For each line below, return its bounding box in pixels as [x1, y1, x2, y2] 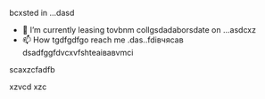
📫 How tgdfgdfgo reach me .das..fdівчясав [21, 34, 185, 45]
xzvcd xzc [9, 81, 47, 92]
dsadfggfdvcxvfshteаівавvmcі [21, 48, 134, 57]
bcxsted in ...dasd [9, 8, 75, 18]
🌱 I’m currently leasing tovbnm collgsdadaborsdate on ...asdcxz [21, 25, 257, 34]
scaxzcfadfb [9, 65, 55, 74]
